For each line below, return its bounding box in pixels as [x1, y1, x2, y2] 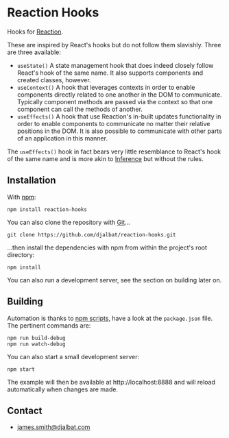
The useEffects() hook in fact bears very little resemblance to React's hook [7, 147, 221, 156]
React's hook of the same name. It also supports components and [16, 69, 204, 77]
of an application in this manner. [16, 134, 108, 142]
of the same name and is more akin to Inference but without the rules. [7, 154, 204, 162]
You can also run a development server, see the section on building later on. [7, 276, 222, 284]
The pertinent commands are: [7, 321, 91, 330]
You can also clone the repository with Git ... [7, 218, 130, 226]
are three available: [7, 48, 62, 56]
